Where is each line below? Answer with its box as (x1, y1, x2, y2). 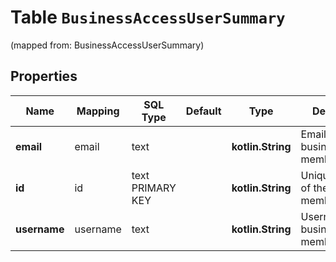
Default (185, 104, 222, 118)
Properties (10, 68, 78, 85)
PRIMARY (131, 181, 177, 195)
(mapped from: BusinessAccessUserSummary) (10, 39, 205, 51)
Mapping (76, 104, 120, 118)
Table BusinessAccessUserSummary (10, 6, 286, 29)
